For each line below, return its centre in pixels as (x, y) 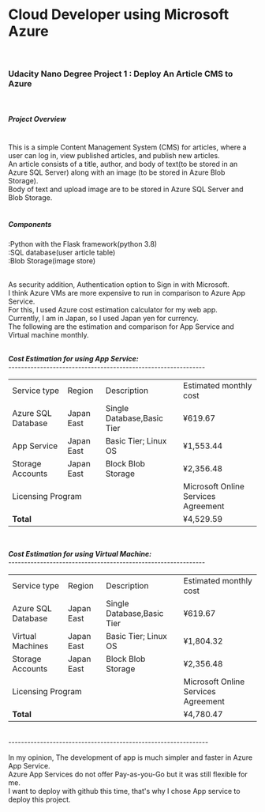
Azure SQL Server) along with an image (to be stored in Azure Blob (117, 172)
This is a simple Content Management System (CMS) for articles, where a (127, 147)
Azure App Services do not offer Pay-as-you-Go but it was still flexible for (128, 774)
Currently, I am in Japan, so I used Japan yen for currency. (103, 319)
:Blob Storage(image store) (52, 261)
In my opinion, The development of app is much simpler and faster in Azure (131, 757)
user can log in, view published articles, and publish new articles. (114, 156)
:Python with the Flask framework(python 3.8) (83, 244)
